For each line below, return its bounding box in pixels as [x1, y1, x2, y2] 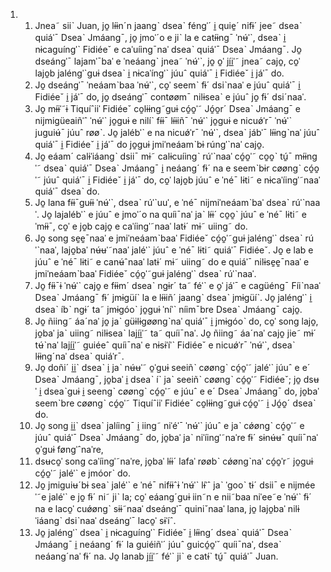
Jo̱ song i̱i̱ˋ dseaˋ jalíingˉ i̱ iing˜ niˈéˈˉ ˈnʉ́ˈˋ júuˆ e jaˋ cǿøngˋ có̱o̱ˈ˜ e [34, 420, 305, 431]
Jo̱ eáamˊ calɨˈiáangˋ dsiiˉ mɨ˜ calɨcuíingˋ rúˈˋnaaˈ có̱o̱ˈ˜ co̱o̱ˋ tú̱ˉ [34, 150, 293, 162]
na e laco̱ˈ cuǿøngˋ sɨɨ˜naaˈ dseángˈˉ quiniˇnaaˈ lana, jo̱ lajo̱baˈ [34, 503, 286, 514]
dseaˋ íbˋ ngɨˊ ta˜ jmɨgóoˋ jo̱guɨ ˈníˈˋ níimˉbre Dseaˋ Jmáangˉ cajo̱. [34, 304, 303, 315]
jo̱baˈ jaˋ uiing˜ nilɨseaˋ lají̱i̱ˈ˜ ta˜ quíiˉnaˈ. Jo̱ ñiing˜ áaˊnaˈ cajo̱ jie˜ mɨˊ [34, 327, 317, 339]
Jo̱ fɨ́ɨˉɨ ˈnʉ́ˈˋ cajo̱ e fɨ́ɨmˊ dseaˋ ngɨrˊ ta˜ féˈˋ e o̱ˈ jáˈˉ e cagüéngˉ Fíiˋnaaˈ [34, 280, 322, 291]
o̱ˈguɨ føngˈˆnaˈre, [34, 444, 104, 455]
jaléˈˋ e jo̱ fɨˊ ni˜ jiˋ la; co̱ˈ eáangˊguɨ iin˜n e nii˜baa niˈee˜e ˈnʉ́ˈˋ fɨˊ [48, 491, 312, 503]
